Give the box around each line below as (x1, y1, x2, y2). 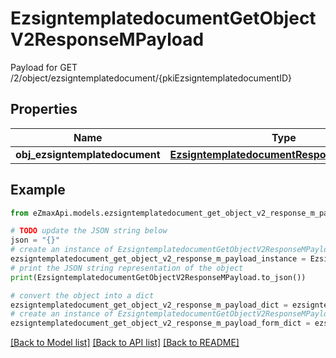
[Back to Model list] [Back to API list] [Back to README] (10, 337, 240, 349)
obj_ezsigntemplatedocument (15, 147, 161, 161)
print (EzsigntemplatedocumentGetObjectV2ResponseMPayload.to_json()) (10, 272, 307, 282)
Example (10, 182, 66, 199)
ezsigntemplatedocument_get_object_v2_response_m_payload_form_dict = (10, 318, 311, 329)
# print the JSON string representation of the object (10, 263, 244, 273)
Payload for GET (10, 61, 78, 73)
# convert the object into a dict (10, 290, 155, 301)
